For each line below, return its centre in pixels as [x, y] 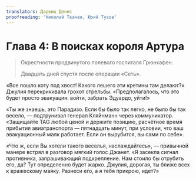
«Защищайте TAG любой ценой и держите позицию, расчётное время [94, 122]
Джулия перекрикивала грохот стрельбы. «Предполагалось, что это [93, 91]
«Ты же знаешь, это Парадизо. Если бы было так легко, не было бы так [96, 109]
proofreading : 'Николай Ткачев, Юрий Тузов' [62, 17]
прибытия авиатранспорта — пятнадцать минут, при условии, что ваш [95, 128]
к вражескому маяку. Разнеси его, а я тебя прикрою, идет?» [83, 171]
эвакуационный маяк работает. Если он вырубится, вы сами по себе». [95, 135]
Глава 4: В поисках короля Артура [95, 46]
